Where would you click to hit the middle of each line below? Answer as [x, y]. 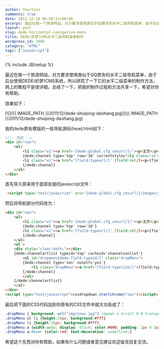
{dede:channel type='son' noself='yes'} [64, 262]
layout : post [18, 28]
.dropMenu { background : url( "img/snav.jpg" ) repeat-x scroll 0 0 [74, 314]
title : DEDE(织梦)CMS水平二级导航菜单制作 [44, 37]
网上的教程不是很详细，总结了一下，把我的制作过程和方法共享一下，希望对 [80, 87]
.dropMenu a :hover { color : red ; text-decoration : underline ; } [69, 332]
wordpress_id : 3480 [25, 42]
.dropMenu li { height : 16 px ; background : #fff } [52, 323]
